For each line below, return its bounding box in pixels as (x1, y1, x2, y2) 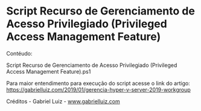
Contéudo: (6, 49, 33, 57)
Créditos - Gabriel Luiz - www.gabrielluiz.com (6, 98, 120, 105)
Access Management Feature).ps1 (6, 68, 91, 75)
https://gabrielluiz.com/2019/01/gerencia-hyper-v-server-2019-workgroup (6, 86, 191, 93)
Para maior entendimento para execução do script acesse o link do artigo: (6, 80, 190, 87)
